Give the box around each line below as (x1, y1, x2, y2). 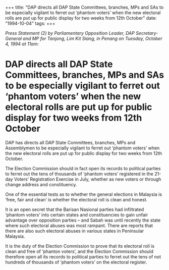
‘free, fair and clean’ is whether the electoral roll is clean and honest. (5, 196, 148, 202)
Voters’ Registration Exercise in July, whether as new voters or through (14, 176, 161, 182)
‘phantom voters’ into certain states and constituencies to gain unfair (5, 211, 148, 218)
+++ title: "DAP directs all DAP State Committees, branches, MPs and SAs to (5, 5, 164, 10)
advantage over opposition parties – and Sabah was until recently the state (5, 217, 161, 223)
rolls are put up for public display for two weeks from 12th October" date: (5, 15, 157, 21)
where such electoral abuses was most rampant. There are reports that (5, 222, 153, 229)
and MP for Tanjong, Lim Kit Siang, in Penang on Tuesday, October (22, 35, 162, 41)
